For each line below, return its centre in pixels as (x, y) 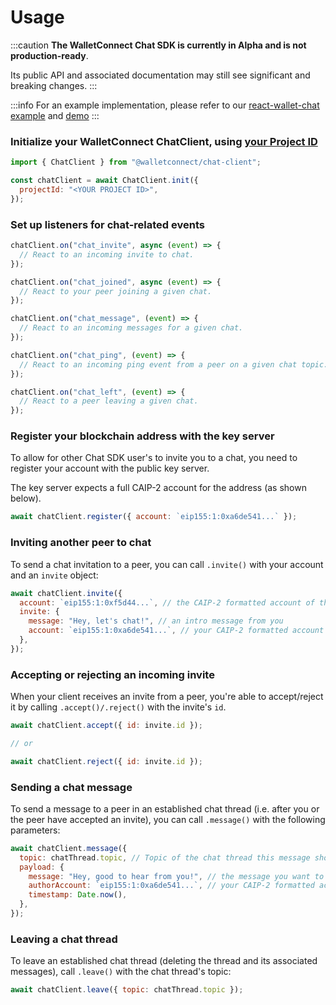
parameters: (35, 830)
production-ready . (49, 55)
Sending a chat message (71, 787)
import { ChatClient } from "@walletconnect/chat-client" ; (136, 162)
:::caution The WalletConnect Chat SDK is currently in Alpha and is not (158, 45)
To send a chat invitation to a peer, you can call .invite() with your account (167, 564)
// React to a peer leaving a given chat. (109, 401)
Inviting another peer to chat (81, 543)
